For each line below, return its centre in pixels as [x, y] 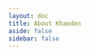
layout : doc [28, 16]
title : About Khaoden [45, 23]
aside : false [30, 31]
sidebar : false [34, 38]
